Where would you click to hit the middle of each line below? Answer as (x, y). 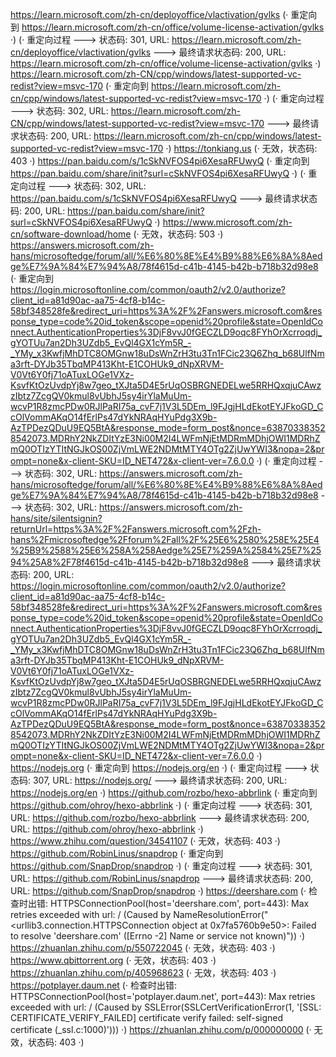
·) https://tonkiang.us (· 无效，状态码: (241, 148)
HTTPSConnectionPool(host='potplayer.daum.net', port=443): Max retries (163, 996)
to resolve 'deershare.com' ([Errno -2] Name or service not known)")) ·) (158, 936)
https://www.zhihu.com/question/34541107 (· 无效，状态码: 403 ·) (145, 841)
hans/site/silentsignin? (56, 518)
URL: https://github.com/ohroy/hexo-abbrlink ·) (107, 829)
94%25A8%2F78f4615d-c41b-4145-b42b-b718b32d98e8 (129, 562)
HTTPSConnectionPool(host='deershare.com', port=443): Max (179, 903)
